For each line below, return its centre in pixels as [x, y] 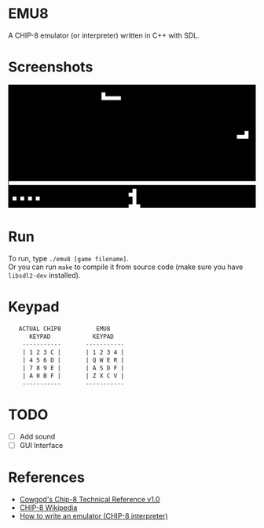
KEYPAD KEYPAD [71, 337]
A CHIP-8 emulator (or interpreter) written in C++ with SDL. [104, 35]
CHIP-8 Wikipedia [48, 508]
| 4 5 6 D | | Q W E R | [73, 360]
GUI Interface [41, 445]
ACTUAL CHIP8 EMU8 [64, 329]
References [46, 477]
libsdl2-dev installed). [44, 275]
